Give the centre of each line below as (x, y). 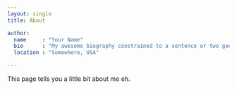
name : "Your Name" (48, 39)
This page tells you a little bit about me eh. (69, 79)
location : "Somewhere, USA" (56, 53)
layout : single (30, 14)
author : (19, 33)
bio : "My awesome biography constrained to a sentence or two (116, 46)
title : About (26, 20)
